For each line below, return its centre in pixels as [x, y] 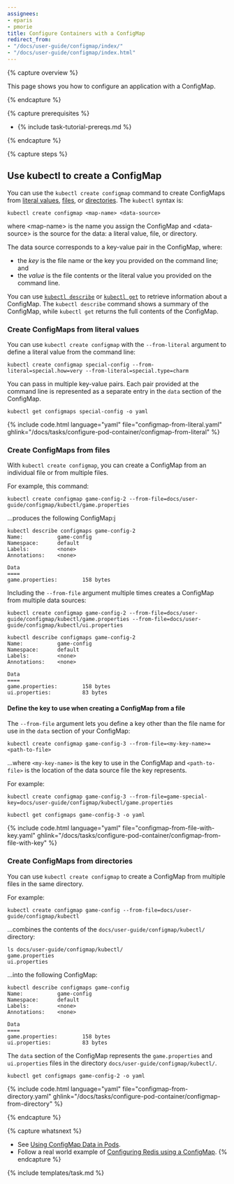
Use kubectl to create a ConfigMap [85, 176]
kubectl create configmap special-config [68, 364]
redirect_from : [29, 40]
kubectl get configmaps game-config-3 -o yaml [76, 815]
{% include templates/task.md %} [56, 1173]
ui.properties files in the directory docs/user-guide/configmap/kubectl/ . [112, 1063]
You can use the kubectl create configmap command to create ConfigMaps [116, 192]
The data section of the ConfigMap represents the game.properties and [110, 1055]
